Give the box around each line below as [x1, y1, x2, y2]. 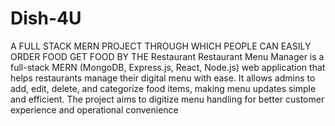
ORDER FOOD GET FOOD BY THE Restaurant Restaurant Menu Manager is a [10, 50, 325, 62]
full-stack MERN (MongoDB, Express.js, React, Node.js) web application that [10, 61, 326, 73]
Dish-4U [10, 7, 82, 30]
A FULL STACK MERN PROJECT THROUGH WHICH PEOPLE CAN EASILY [10, 40, 312, 52]
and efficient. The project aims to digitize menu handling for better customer [10, 93, 325, 105]
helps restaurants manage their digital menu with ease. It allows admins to [10, 72, 316, 84]
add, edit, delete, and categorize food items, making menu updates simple [10, 82, 317, 94]
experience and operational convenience [10, 103, 179, 116]
